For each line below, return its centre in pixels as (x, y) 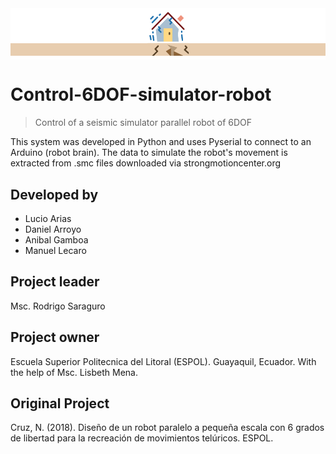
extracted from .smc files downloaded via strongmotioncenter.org (146, 163)
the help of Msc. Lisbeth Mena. (74, 372)
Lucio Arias (48, 218)
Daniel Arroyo (53, 229)
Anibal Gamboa (56, 240)
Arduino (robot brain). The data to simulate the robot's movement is (149, 153)
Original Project (60, 403)
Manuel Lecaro (55, 250)
